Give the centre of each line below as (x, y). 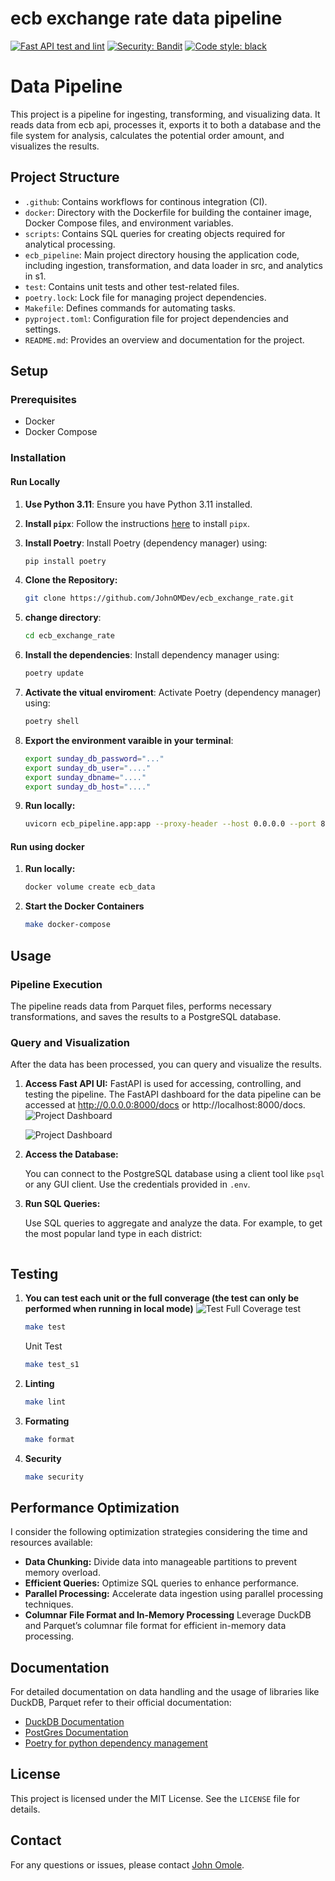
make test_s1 (52, 1364)
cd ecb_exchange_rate (69, 636)
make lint (45, 1402)
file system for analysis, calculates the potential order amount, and (147, 135)
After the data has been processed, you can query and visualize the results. (166, 1064)
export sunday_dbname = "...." (85, 777)
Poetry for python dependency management (116, 1743)
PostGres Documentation (76, 1732)
